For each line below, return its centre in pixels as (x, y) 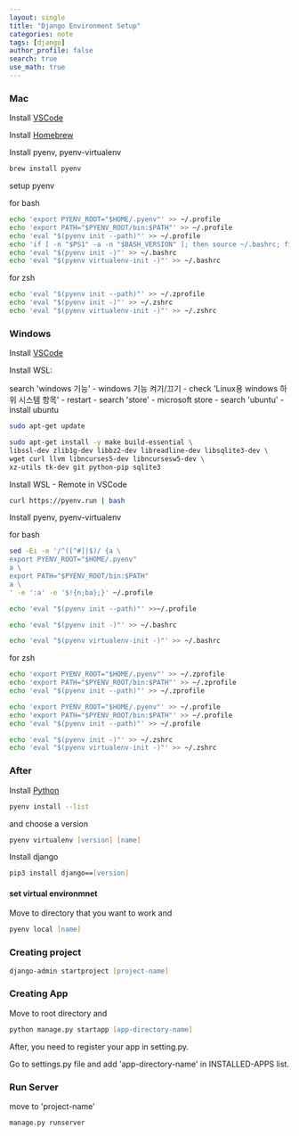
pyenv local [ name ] (45, 930)
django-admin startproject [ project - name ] (89, 971)
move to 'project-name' (52, 1106)
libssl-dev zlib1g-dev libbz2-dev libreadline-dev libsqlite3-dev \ (139, 450)
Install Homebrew (41, 136)
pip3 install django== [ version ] (69, 873)
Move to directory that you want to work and (91, 913)
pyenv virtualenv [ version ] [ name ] (75, 840)
